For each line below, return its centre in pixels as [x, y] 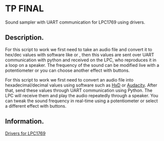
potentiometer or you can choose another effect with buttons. [68, 70]
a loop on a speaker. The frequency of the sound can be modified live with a [82, 65]
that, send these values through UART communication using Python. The [79, 90]
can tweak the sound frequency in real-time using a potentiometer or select [82, 101]
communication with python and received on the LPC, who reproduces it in [81, 60]
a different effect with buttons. [36, 106]
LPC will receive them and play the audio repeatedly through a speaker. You [82, 95]
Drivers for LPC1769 [25, 133]
